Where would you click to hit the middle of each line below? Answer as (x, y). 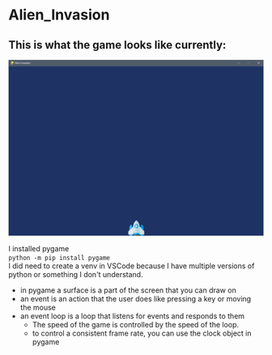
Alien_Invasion (59, 15)
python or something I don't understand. (76, 274)
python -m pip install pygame (59, 258)
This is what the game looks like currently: (117, 45)
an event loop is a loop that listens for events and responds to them (132, 316)
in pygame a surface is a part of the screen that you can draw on (128, 290)
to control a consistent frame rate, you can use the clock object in (142, 333)
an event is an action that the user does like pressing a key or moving (136, 298)
